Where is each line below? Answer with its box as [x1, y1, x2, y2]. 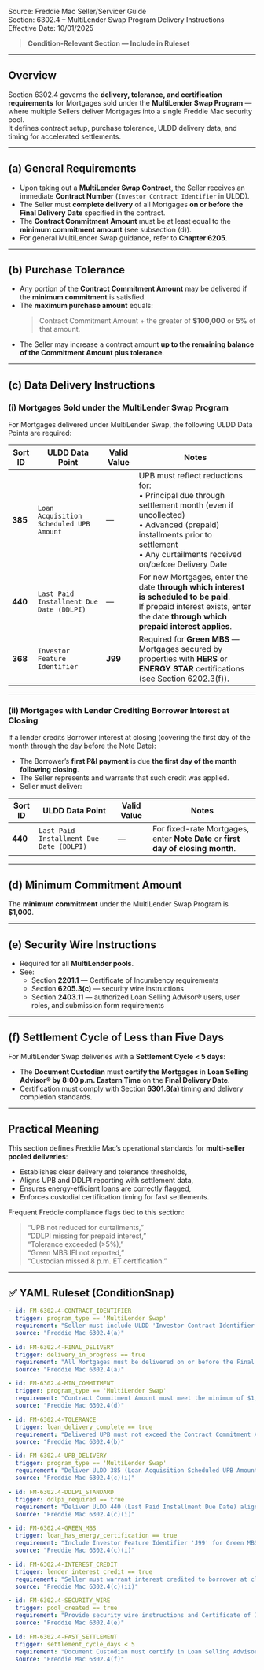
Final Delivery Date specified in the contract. [19, 208, 166, 218]
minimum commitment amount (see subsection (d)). [19, 225, 192, 234]
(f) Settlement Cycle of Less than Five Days [8, 1031, 224, 1044]
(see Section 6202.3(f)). [138, 673, 229, 684]
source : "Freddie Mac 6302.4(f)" [15, 1655, 125, 1663]
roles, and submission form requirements [31, 1001, 165, 1010]
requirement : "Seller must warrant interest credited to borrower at [15, 1575, 247, 1583]
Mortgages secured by [138, 644, 223, 655]
